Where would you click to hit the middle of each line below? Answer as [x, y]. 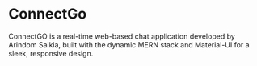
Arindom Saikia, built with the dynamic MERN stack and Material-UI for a [129, 44]
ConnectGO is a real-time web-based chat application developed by [122, 36]
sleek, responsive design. [51, 53]
